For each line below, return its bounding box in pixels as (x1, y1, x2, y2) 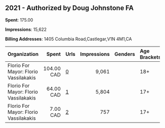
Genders (114, 51, 135, 57)
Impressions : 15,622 (5, 26, 47, 32)
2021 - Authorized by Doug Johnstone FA (5, 4, 134, 12)
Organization (7, 51, 39, 57)
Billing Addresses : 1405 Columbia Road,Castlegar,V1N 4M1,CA (5, 36, 132, 42)
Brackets (139, 53, 161, 60)
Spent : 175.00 (5, 17, 33, 23)
